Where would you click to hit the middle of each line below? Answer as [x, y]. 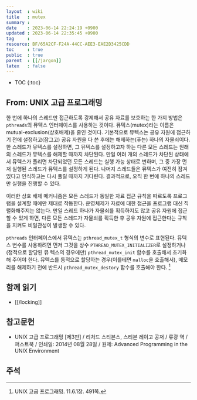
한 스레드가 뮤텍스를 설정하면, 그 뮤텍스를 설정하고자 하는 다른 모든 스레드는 [92, 147]
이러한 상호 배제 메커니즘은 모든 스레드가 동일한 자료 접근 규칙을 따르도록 [89, 196]
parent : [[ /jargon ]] [34, 60]
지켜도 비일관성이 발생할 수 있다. [49, 225]
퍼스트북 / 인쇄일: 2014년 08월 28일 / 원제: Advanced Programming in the [101, 344]
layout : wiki [25, 11]
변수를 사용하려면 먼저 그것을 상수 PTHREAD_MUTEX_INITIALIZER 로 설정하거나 [99, 245]
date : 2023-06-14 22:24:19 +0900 [52, 28]
